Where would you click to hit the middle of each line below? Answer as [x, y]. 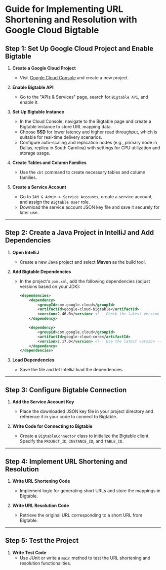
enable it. [29, 102]
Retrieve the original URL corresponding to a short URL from [81, 515]
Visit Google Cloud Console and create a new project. [74, 78]
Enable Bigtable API [33, 87]
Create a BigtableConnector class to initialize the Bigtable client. [84, 436]
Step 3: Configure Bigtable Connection [66, 390]
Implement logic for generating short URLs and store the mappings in [90, 490]
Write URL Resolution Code [41, 505]
